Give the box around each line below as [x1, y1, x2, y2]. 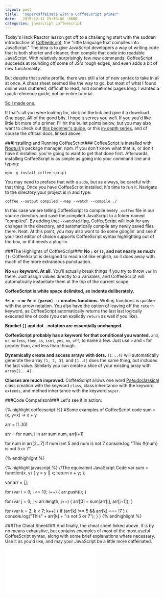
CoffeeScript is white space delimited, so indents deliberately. [5, 288, 135, 294]
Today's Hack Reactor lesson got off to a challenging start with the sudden [5, 34, 156, 40]
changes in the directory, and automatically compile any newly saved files [5, 223, 154, 229]
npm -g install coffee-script [5, 170, 67, 176]
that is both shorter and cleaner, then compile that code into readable [5, 50, 145, 56]
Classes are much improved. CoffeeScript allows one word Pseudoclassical [5, 377, 159, 383]
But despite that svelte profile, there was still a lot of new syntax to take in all [5, 75, 160, 81]
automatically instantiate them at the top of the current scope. [5, 279, 130, 285]
